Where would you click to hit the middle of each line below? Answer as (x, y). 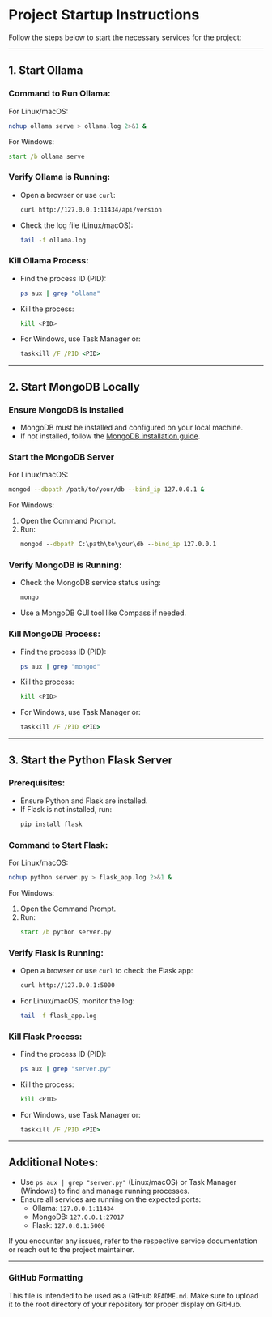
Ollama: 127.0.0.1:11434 (73, 1208)
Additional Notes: (53, 1163)
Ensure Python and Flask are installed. (84, 801)
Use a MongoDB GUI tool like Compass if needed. (103, 613)
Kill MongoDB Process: (55, 634)
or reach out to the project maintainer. (72, 1249)
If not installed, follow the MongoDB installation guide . (110, 436)
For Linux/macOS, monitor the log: (77, 1001)
